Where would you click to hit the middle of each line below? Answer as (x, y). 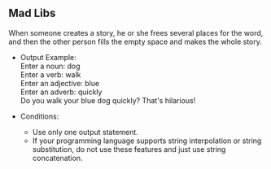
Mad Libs (32, 13)
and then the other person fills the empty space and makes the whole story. (135, 41)
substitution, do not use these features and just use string (129, 149)
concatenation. (57, 158)
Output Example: (48, 57)
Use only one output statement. (85, 132)
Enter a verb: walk (50, 74)
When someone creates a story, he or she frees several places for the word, (136, 32)
